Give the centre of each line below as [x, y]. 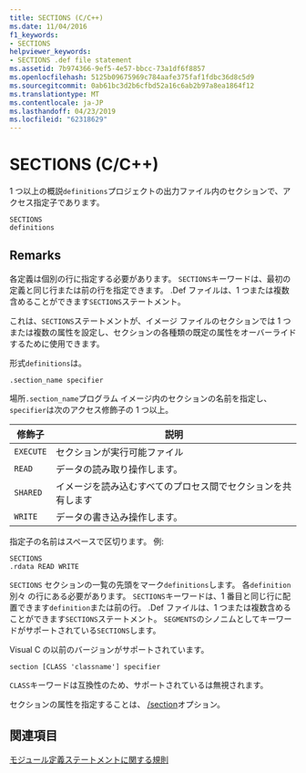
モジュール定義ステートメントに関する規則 [89, 759]
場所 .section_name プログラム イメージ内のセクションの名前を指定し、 [141, 398]
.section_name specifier [56, 380]
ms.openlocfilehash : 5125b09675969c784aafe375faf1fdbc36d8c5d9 [132, 77]
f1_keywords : [34, 35]
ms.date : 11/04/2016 [49, 26]
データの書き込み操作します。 [119, 517]
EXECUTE [31, 451]
